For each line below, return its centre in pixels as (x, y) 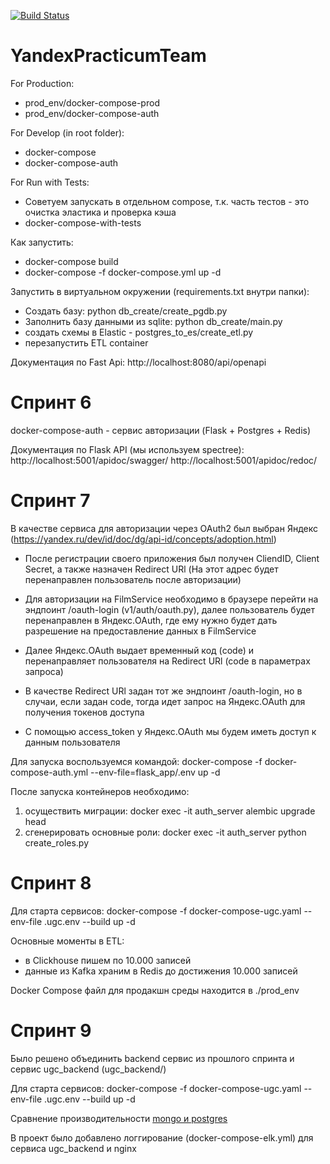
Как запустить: (42, 242)
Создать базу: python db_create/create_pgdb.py (126, 311)
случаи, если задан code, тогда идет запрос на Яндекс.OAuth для (165, 701)
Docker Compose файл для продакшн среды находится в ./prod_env (155, 990)
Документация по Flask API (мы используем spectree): (127, 449)
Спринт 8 (51, 883)
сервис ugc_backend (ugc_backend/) (88, 1069)
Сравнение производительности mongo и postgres (119, 1118)
